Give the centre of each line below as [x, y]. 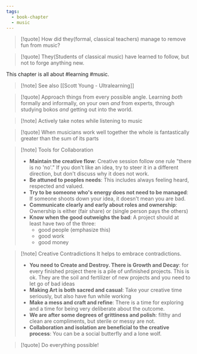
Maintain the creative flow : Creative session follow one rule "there [110, 161]
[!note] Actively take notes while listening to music [81, 121]
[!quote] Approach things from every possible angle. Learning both [101, 97]
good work [51, 236]
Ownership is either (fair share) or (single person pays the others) [109, 211]
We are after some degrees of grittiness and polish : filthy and [105, 315]
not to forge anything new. [52, 63]
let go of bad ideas [52, 284]
